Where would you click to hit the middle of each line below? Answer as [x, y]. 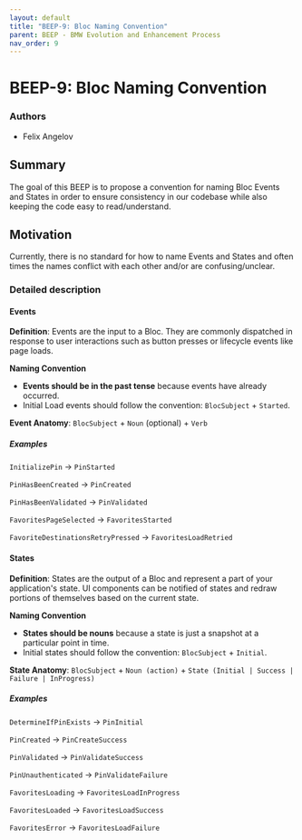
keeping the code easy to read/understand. [90, 206]
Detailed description [55, 290]
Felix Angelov [48, 136]
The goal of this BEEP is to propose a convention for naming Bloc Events [145, 186]
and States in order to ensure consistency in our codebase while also [138, 196]
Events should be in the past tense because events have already [145, 386]
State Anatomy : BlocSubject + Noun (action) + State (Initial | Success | [152, 670]
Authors [28, 116]
